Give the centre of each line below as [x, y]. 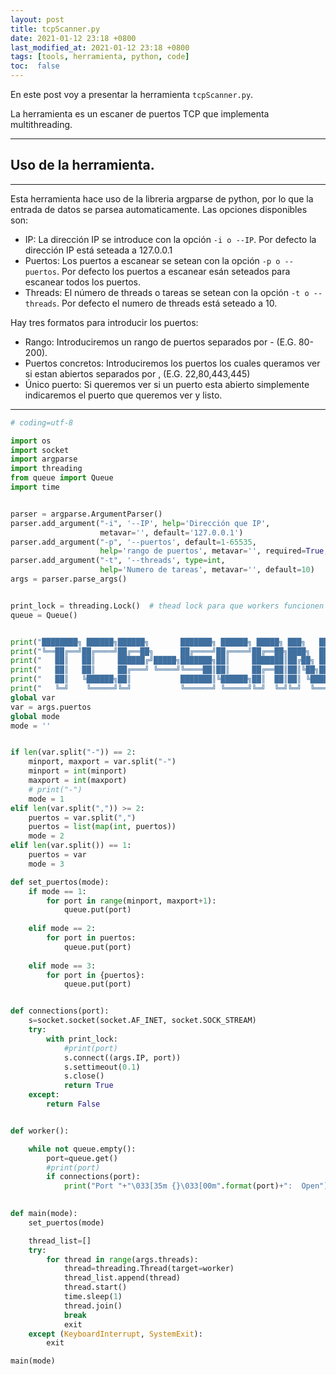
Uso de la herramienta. [82, 165]
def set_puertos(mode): [60, 882]
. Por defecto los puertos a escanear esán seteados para [173, 271]
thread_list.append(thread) [122, 1278]
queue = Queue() [44, 615]
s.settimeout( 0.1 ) [102, 1067]
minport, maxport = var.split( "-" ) [102, 762]
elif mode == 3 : [62, 966]
